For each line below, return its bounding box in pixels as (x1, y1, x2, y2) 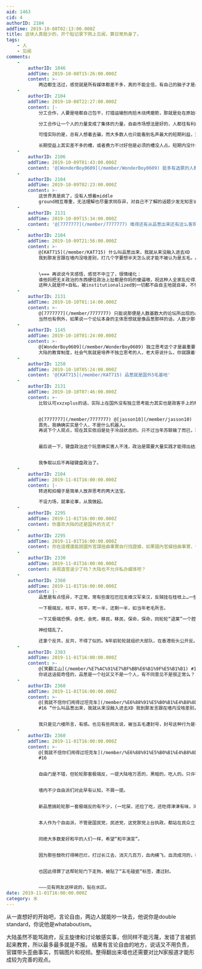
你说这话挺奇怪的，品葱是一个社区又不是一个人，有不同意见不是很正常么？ (38, 671, 195, 677)
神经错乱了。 (38, 627, 66, 633)
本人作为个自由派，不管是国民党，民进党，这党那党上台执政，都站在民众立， (38, 819, 200, 826)
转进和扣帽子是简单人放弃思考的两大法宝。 (38, 488, 128, 494)
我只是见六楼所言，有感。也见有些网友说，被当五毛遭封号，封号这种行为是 (38, 721, 195, 728)
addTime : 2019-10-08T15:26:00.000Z (28, 71, 117, 77)
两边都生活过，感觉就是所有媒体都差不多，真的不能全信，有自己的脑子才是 (38, 82, 195, 88)
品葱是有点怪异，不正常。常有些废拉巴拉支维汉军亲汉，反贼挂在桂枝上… (38, 594, 189, 601)
